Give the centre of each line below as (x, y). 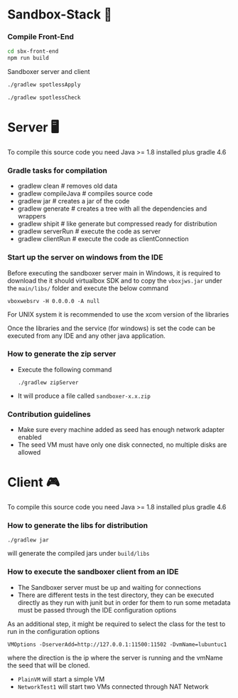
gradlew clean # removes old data (67, 186)
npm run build (28, 58)
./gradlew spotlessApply (44, 85)
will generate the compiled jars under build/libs (79, 554)
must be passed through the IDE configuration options (97, 610)
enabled (29, 438)
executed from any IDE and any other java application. (86, 335)
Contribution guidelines (49, 414)
